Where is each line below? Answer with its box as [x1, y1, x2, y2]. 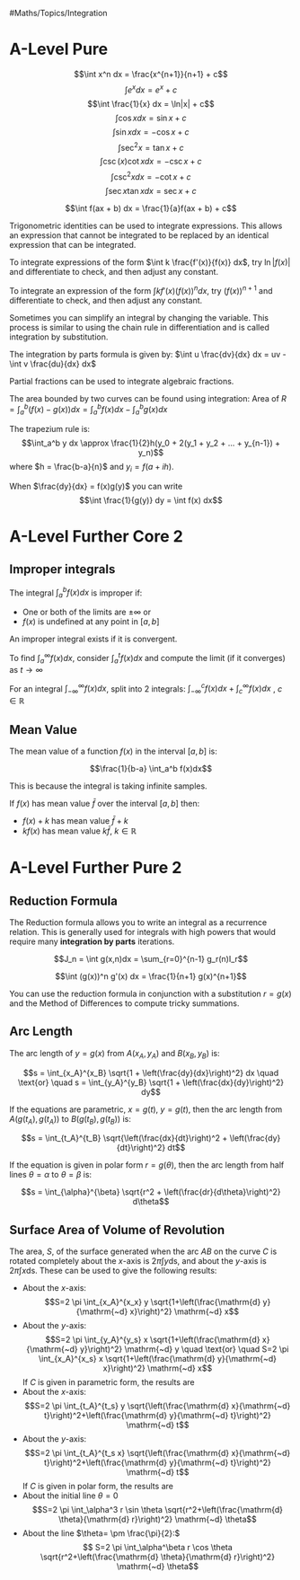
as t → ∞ [9, 664, 43, 675]
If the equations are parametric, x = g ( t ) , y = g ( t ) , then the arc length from [9, 1104, 283, 1115]
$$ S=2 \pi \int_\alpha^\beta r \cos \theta [82, 1542, 234, 1553]
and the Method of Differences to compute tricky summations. [9, 997, 240, 1009]
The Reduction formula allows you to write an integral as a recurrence [9, 916, 268, 928]
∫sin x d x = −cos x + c [112, 126, 190, 137]
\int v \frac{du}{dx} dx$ [9, 358, 97, 369]
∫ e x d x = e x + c [124, 83, 178, 95]
